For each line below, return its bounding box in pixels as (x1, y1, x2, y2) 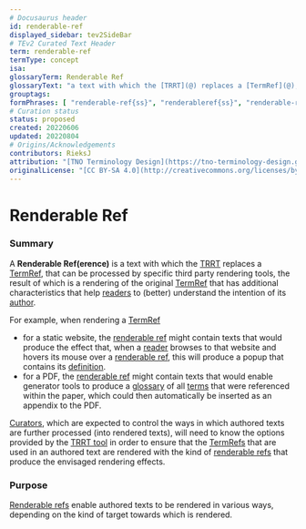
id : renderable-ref (9, 22, 84, 31)
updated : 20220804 (9, 132, 79, 141)
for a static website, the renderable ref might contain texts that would (22, 331, 282, 342)
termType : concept (9, 56, 79, 65)
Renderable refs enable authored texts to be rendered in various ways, (9, 500, 274, 511)
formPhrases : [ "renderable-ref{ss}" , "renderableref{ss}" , (9, 97, 243, 107)
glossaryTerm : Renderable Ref (9, 73, 125, 82)
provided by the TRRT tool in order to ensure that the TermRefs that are (9, 436, 277, 447)
